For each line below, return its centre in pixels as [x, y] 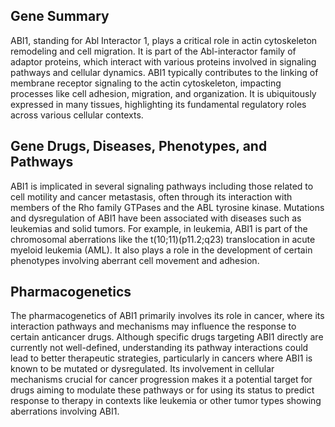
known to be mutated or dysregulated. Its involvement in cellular [142, 369]
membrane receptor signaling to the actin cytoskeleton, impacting [146, 83]
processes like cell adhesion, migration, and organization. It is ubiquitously [163, 93]
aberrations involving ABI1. [65, 411]
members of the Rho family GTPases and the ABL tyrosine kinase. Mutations [167, 207]
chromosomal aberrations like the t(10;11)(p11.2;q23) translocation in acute [163, 239]
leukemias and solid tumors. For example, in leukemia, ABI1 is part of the [159, 228]
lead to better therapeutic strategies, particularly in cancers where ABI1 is [161, 358]
